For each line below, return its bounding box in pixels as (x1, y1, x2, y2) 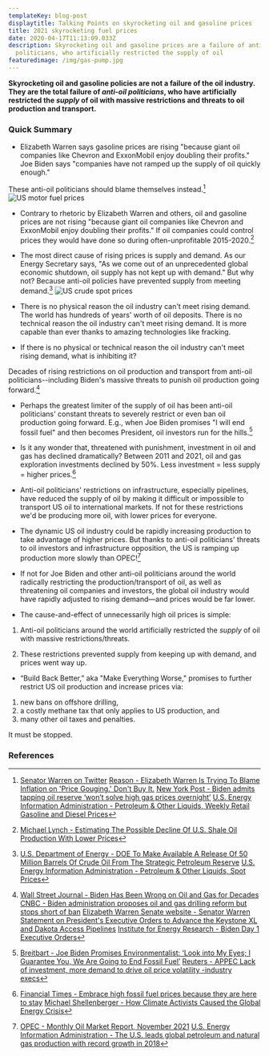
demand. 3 (19, 285, 54, 296)
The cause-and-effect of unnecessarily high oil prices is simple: (19, 609, 231, 619)
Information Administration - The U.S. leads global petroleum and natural (19, 1030, 260, 1040)
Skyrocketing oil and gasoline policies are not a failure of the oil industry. (8, 78, 255, 88)
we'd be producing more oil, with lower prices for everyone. (19, 511, 218, 520)
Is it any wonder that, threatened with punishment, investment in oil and (19, 443, 256, 452)
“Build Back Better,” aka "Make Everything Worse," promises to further (19, 673, 252, 683)
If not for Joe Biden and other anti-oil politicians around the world (19, 568, 236, 578)
